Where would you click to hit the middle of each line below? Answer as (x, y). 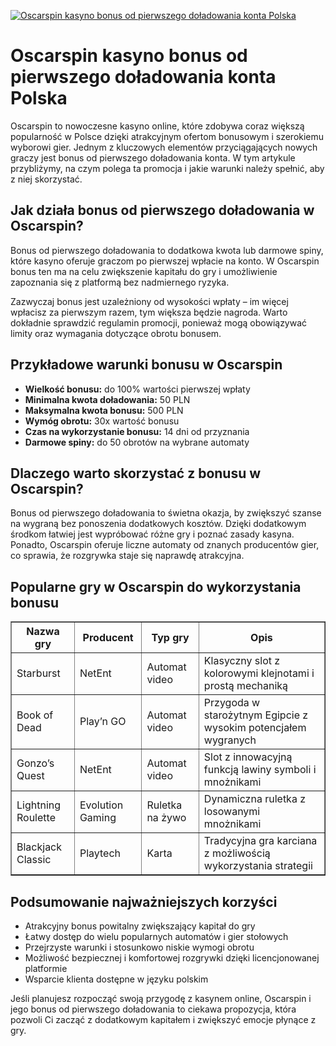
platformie (46, 968)
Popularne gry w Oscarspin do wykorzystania (156, 586)
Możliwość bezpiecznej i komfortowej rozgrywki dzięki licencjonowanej (172, 958)
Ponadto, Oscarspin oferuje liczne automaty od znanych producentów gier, (165, 545)
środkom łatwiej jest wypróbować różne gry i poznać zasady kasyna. (152, 534)
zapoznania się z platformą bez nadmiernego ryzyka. (120, 282)
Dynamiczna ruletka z (255, 799)
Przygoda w (232, 703)
